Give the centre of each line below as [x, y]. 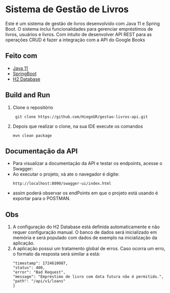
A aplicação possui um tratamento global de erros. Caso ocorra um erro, [89, 249]
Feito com [21, 56]
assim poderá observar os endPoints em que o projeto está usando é [85, 193]
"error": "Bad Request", [39, 272]
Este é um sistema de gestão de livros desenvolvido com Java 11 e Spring [82, 23]
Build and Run [28, 95]
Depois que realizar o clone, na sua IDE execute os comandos [78, 126]
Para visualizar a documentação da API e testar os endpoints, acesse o [87, 163]
